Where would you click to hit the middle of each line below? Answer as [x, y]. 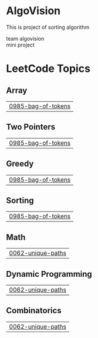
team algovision [25, 38]
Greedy [20, 164]
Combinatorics [34, 311]
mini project [21, 45]
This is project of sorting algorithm [48, 27]
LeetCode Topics [48, 69]
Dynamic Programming [49, 274]
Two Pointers [31, 127]
